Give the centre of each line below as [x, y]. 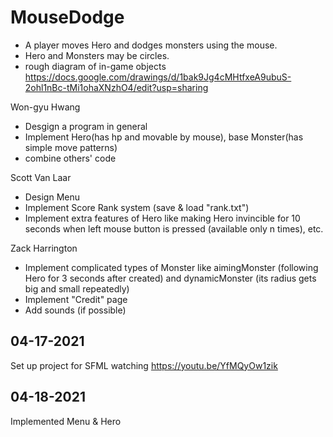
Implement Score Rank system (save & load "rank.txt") [137, 207]
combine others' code [70, 158]
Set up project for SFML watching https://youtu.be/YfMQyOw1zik [144, 365]
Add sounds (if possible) [75, 310]
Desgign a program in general [86, 126]
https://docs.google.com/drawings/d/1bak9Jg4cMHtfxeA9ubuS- [158, 77]
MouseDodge [67, 17]
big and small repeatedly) [77, 288]
